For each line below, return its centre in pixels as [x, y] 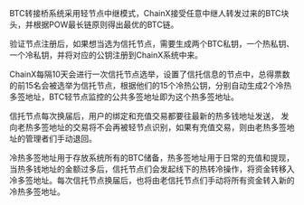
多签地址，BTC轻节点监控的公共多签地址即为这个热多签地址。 [124, 97]
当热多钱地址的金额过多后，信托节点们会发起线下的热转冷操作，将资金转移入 [152, 169]
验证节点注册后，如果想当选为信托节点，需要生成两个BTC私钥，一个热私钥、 [152, 44]
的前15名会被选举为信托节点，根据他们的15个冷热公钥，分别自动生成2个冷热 [151, 85]
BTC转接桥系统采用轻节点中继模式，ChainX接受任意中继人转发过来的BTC [146, 13]
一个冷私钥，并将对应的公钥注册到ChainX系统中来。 [106, 55]
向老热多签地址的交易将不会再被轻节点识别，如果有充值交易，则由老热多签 [148, 127]
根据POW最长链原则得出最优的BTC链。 [106, 24]
